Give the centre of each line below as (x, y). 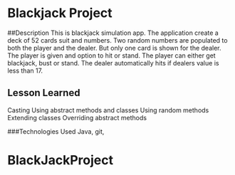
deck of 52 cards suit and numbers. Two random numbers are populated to (117, 40)
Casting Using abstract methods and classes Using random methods (108, 110)
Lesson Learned (44, 93)
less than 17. (25, 70)
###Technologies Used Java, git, (56, 131)
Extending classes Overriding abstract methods (77, 117)
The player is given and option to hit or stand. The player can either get (111, 55)
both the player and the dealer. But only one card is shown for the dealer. (114, 48)
